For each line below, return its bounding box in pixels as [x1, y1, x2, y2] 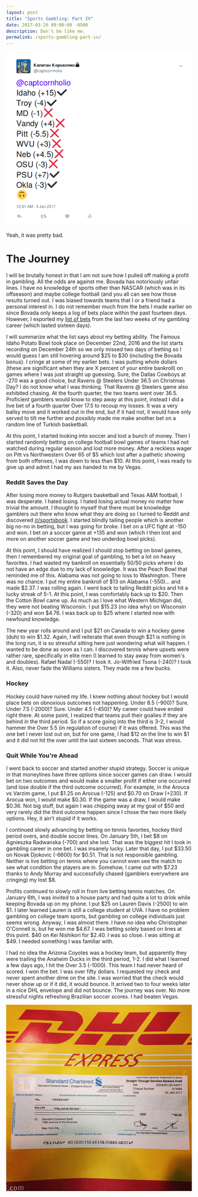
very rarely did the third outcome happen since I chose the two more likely [6, 809, 187, 816]
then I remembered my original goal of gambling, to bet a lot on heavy [6, 553, 176, 560]
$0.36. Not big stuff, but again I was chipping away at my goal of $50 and [6, 802, 184, 809]
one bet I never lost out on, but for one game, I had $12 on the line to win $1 [6, 730, 190, 738]
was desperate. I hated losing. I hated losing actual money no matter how [6, 498, 184, 505]
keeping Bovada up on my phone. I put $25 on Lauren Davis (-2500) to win [6, 900, 188, 907]
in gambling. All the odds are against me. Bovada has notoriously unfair [6, 278, 179, 285]
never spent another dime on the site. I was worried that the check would [6, 974, 184, 981]
